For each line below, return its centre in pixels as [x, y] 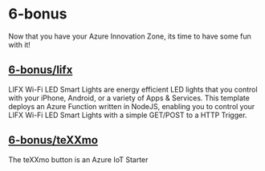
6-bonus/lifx [41, 70]
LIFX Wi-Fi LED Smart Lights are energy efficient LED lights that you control [133, 89]
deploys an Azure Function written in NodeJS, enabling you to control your [132, 106]
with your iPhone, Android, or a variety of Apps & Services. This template [129, 98]
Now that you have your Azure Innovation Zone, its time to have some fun [130, 36]
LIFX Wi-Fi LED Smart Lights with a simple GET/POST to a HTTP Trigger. [128, 115]
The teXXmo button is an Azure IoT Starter [78, 159]
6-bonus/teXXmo [53, 140]
